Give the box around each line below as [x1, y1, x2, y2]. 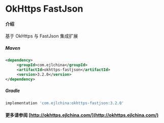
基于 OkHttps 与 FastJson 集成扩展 [5, 33, 78, 39]
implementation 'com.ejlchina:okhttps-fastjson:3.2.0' [5, 100, 124, 106]
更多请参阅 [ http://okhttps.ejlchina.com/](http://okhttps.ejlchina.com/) [5, 112, 159, 118]
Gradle [5, 87, 20, 94]
